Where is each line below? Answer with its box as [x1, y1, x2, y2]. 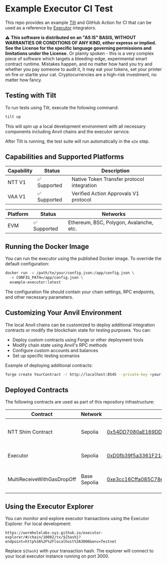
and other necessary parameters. [5, 294, 74, 300]
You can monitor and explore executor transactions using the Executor [5, 516, 150, 522]
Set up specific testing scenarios [12, 353, 80, 359]
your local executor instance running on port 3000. [5, 553, 109, 559]
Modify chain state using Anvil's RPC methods [12, 342, 107, 348]
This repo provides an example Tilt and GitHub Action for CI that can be [5, 19, 152, 25]
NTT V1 [7, 179, 26, 186]
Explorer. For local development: [5, 521, 72, 527]
